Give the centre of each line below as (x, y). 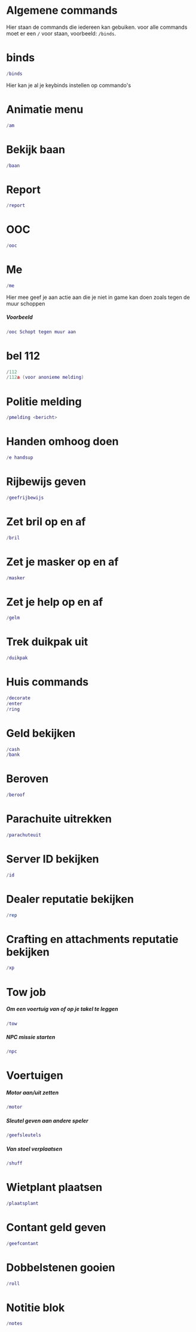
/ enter (14, 704)
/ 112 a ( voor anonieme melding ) (45, 378)
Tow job (26, 992)
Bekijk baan (36, 149)
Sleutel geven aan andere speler (47, 1121)
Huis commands (48, 682)
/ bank (13, 755)
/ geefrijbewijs (25, 498)
